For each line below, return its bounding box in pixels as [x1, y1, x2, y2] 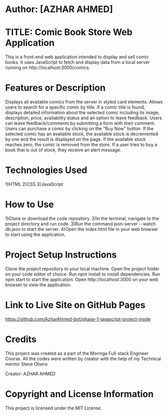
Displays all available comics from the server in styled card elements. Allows [5, 99, 163, 105]
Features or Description [5, 82, 106, 94]
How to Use [5, 199, 54, 210]
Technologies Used [5, 164, 88, 176]
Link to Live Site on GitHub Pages [5, 299, 145, 311]
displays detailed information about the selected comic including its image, [5, 110, 160, 116]
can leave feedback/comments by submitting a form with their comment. [5, 120, 155, 126]
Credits [5, 334, 37, 345]
